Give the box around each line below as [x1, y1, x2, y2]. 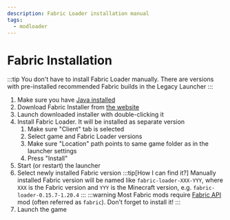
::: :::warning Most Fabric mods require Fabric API [80, 190, 222, 199]
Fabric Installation [7, 52, 112, 68]
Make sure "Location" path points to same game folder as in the [27, 140, 209, 148]
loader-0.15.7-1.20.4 [17, 192, 79, 199]
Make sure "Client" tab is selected [27, 125, 125, 133]
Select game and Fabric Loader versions [27, 132, 143, 141]
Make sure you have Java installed [17, 96, 116, 104]
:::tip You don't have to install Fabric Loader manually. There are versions [7, 75, 214, 83]
